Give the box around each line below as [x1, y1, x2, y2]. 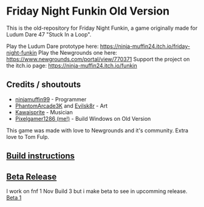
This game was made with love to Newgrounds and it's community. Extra [6, 126, 189, 134]
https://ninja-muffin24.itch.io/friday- [100, 42, 190, 50]
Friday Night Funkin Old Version [6, 4, 170, 18]
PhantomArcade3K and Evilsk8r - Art [15, 102, 108, 109]
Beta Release [6, 171, 57, 182]
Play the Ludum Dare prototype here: [6, 42, 99, 50]
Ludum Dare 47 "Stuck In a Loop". [6, 30, 92, 38]
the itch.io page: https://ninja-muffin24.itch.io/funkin [6, 62, 138, 69]
